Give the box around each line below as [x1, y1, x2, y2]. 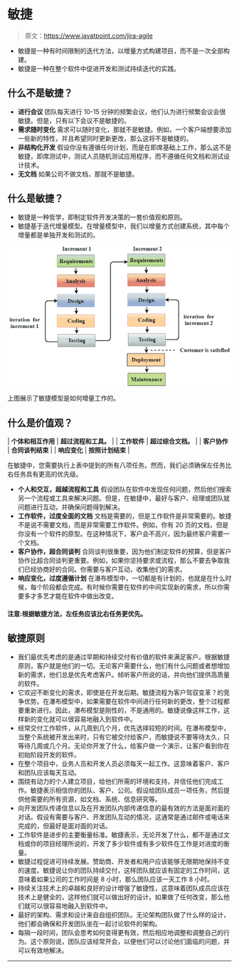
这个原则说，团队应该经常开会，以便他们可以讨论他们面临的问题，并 [30, 937, 230, 946]
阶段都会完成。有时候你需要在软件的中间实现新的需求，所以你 [42, 583, 224, 591]
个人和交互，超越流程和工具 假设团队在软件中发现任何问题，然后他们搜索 [17, 485, 232, 494]
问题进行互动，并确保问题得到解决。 [17, 503, 124, 512]
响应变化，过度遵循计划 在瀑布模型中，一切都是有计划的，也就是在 [17, 574, 213, 583]
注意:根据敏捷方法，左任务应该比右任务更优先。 [7, 609, 147, 618]
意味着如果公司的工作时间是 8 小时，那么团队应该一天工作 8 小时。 [17, 874, 213, 883]
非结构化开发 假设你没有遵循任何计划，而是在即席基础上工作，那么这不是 [17, 143, 232, 152]
